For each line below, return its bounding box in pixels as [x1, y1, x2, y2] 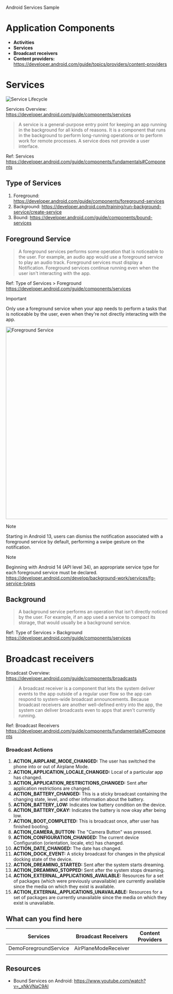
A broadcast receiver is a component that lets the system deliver [18, 685, 156, 692]
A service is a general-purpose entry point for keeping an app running [18, 121, 167, 127]
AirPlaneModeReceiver [74, 945, 130, 952]
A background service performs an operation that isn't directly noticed [18, 609, 168, 615]
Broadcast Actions [6, 746, 53, 753]
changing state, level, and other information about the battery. [13, 796, 145, 802]
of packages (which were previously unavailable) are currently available [13, 878, 166, 884]
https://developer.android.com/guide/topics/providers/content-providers [13, 61, 167, 67]
